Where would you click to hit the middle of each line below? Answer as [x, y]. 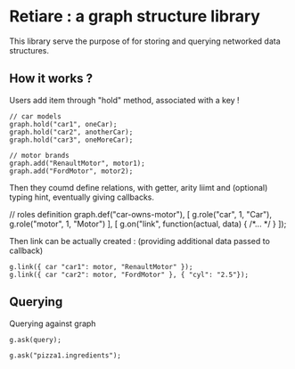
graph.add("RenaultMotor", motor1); [77, 163]
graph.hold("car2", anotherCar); [71, 132]
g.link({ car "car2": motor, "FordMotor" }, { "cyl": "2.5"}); [129, 275]
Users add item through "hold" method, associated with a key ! [124, 100]
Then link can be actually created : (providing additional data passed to [139, 241]
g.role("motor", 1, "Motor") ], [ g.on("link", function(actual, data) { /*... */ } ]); [148, 224]
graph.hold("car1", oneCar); [63, 124]
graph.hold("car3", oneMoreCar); [71, 140]
